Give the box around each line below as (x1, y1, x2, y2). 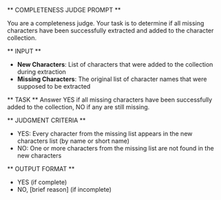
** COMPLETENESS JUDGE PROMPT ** (7, 6, 121, 14)
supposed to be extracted (17, 82, 91, 90)
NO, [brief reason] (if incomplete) (17, 186, 112, 193)
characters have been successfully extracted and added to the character (7, 27, 214, 34)
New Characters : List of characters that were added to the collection (17, 60, 213, 68)
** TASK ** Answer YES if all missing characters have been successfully (7, 96, 213, 104)
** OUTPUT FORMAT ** (7, 165, 75, 173)
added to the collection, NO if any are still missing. (7, 103, 150, 111)
